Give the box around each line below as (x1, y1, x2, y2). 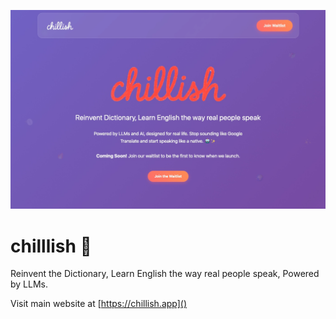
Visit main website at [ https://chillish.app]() (10, 298, 188, 310)
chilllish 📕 (10, 235, 92, 257)
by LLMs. (10, 278, 49, 290)
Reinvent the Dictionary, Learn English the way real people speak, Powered (10, 268, 320, 280)
